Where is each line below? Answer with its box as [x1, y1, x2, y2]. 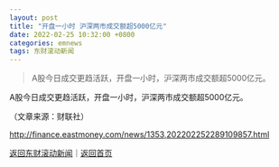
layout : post [9, 13, 59, 23]
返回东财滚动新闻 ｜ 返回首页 [9, 148, 113, 159]
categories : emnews [9, 38, 83, 48]
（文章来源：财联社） [9, 111, 88, 122]
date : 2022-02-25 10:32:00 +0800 [9, 30, 135, 39]
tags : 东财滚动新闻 [9, 47, 75, 56]
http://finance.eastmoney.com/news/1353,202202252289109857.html [9, 129, 270, 140]
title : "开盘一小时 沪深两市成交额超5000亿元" [9, 22, 167, 31]
